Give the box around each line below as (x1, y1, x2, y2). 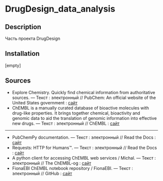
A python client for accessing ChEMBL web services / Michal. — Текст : (12, 155, 156, 161)
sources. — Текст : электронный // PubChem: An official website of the (12, 95, 156, 100)
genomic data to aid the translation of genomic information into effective (12, 115, 157, 121)
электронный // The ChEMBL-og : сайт (12, 160, 91, 166)
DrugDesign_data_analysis (5, 3, 115, 15)
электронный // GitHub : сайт (12, 170, 72, 176)
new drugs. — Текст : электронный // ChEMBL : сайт (12, 120, 120, 126)
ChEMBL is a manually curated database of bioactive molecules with (12, 105, 149, 111)
